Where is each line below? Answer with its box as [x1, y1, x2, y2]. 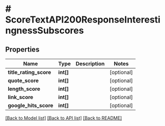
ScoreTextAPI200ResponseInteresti [5, 14, 160, 26]
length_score [8, 85, 41, 92]
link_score [8, 94, 34, 100]
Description [75, 60, 105, 67]
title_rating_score [8, 69, 51, 75]
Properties [5, 45, 40, 54]
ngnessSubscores [5, 25, 84, 36]
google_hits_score [8, 102, 53, 109]
